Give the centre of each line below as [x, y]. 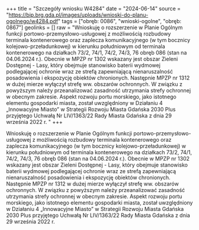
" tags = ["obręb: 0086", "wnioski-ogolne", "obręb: [120, 21]
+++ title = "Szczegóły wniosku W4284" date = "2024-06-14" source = [94, 9]
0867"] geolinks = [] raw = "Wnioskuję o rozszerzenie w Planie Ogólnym [94, 27]
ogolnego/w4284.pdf [32, 21]
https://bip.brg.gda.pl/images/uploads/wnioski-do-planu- [78, 15]
